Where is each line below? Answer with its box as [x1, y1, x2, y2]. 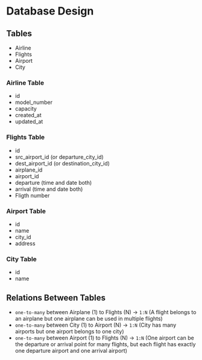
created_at [14, 112, 42, 119]
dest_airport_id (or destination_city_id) [14, 159, 110, 167]
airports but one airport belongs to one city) [14, 328, 125, 335]
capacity [14, 105, 37, 112]
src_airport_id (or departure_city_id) [14, 153, 104, 161]
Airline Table [6, 79, 44, 87]
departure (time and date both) [14, 179, 92, 186]
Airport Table [6, 207, 46, 215]
